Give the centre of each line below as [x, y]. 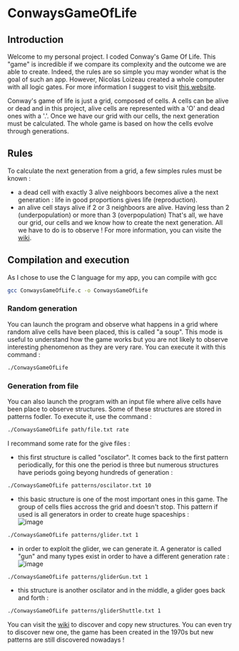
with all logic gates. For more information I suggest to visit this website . [112, 87]
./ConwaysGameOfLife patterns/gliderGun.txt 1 [78, 577]
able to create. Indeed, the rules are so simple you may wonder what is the [117, 72]
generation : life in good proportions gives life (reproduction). [107, 200]
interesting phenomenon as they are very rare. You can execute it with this [117, 347]
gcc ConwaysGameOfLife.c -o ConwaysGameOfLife [78, 291]
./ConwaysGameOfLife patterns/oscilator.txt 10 [80, 485]
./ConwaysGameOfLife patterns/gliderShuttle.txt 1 [84, 611]
